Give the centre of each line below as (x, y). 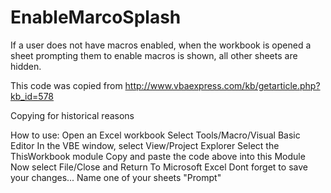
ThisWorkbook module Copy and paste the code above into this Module (158, 156)
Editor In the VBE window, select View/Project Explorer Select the (145, 145)
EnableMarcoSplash (96, 17)
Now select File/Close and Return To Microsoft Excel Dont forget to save (159, 167)
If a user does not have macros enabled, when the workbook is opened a (161, 45)
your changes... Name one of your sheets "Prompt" (116, 177)
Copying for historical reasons (72, 115)
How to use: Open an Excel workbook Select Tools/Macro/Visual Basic (155, 135)
